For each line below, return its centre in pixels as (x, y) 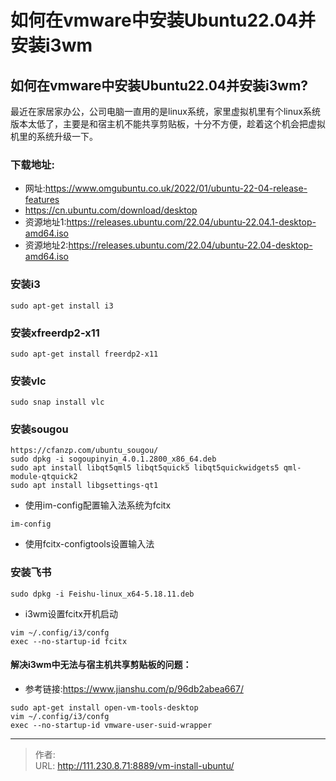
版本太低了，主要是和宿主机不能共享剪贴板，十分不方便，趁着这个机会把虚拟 (168, 124)
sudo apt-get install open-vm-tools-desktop (104, 707)
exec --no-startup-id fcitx (69, 641)
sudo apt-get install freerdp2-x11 (84, 354)
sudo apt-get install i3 (62, 306)
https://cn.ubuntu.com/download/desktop (111, 210)
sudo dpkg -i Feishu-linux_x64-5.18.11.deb (102, 594)
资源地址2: (46, 245)
